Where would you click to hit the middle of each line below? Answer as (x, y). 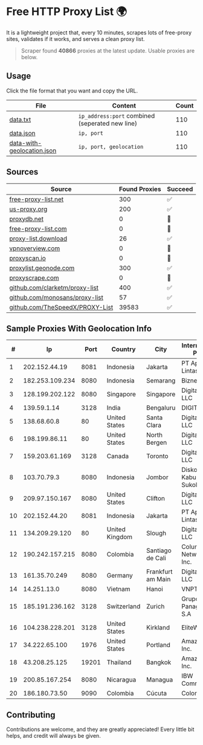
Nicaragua (121, 680)
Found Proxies (140, 189)
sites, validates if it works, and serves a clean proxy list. (76, 39)
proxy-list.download (38, 238)
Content (124, 105)
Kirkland (158, 628)
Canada (118, 456)
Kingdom (120, 537)
